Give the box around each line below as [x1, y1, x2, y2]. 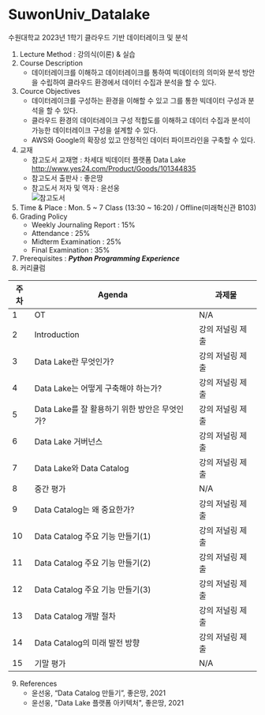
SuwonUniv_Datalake [8, 6, 151, 24]
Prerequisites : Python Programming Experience [19, 253, 180, 263]
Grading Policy [19, 212, 68, 221]
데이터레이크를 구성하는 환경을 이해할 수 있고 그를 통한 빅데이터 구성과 [31, 95, 247, 105]
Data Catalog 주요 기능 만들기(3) [34, 584, 151, 595]
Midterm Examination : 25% [31, 237, 122, 246]
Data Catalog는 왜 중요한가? [34, 503, 135, 515]
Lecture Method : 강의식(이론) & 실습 [19, 49, 136, 58]
